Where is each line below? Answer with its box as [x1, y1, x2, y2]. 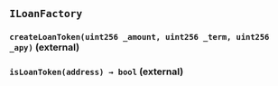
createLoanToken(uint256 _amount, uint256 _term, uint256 [9, 32, 270, 43]
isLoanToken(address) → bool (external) [9, 65, 184, 78]
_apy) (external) [9, 41, 79, 53]
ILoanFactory [9, 7, 83, 21]
